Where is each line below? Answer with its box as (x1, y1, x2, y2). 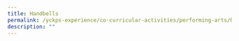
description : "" (7, 23, 55, 30)
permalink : (7, 17, 40, 24)
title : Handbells (7, 10, 59, 17)
